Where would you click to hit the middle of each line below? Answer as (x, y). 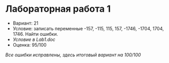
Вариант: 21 (25, 23)
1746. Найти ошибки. (35, 34)
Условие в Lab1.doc (34, 39)
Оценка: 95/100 (30, 45)
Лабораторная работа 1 (58, 9)
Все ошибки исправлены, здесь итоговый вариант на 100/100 (73, 55)
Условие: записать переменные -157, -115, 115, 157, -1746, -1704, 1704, (88, 28)
